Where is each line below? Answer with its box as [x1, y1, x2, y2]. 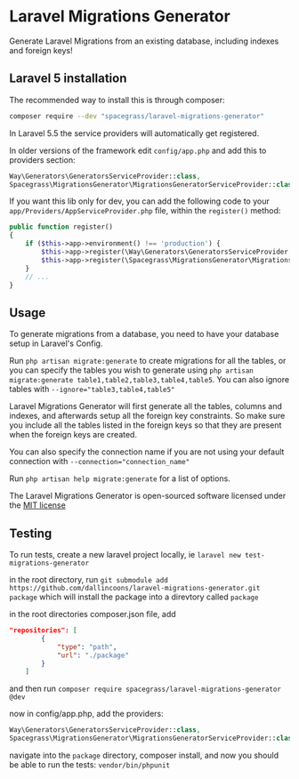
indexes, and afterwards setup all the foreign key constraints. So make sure [9, 411, 286, 422]
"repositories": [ [9, 626, 77, 635]
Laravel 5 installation [9, 71, 127, 86]
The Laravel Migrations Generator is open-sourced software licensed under [9, 491, 287, 502]
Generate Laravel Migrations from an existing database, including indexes [9, 36, 279, 46]
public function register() [9, 222, 114, 232]
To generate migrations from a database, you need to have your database [9, 329, 279, 340]
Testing [9, 526, 53, 541]
